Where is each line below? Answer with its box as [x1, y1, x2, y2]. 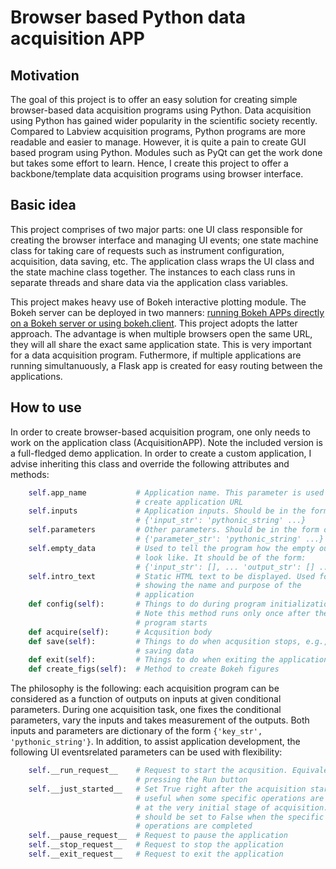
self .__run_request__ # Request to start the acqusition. [28, 766, 288, 776]
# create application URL [135, 497, 244, 507]
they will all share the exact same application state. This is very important [10, 338, 312, 350]
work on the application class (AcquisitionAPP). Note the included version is [10, 436, 323, 448]
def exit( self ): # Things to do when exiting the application [28, 655, 329, 665]
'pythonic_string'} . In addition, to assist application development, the [10, 736, 301, 748]
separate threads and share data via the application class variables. [10, 276, 289, 288]
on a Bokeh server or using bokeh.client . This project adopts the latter [10, 317, 298, 329]
